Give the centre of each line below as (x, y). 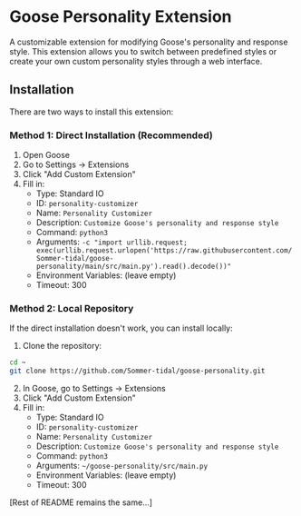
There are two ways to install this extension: (92, 112)
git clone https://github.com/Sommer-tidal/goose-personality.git (137, 371)
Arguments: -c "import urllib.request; (112, 242)
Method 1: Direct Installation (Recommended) (111, 135)
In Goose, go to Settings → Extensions (94, 389)
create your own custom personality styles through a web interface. (136, 61)
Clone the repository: (62, 346)
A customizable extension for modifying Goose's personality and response (149, 42)
